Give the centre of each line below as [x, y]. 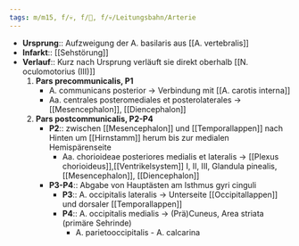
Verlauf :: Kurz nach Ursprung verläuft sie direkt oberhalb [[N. [135, 61]
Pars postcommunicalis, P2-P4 [94, 119]
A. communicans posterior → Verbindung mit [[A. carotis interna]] [170, 90]
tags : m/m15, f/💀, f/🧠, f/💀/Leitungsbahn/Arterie [103, 17]
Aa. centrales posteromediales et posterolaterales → [145, 100]
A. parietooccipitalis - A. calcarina [138, 232]
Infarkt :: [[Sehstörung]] [65, 52]
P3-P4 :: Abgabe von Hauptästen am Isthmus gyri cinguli [153, 184]
